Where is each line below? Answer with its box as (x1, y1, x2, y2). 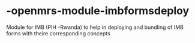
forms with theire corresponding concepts (6, 29, 111, 37)
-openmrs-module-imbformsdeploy (6, 4, 190, 18)
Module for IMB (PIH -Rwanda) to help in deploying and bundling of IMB (6, 24, 184, 31)
